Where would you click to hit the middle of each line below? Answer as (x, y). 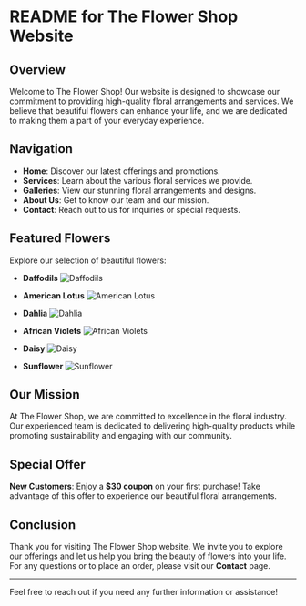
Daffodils (41, 278)
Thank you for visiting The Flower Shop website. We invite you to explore (147, 547)
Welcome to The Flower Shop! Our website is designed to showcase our (145, 91)
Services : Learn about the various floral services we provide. (138, 180)
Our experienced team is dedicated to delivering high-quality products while (153, 426)
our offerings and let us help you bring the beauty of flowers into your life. (148, 556)
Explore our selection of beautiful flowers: (88, 260)
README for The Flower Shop (124, 17)
